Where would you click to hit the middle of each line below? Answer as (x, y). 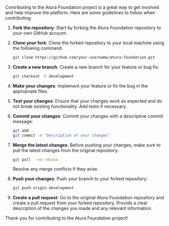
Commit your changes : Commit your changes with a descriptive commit (88, 116)
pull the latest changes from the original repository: (66, 150)
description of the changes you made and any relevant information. (82, 208)
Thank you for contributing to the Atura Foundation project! (67, 218)
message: (23, 121)
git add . (23, 130)
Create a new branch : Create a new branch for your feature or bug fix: (86, 67)
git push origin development (43, 188)
